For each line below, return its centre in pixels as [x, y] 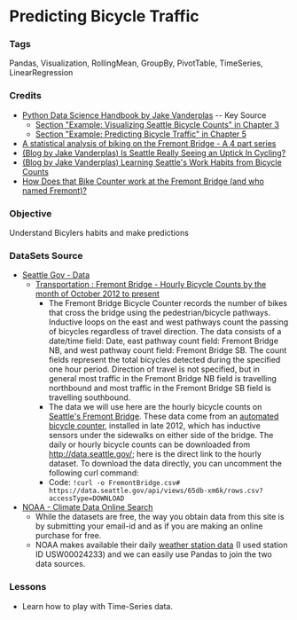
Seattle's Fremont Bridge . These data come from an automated [164, 416]
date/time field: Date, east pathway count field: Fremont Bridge [164, 341]
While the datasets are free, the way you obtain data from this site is [160, 517]
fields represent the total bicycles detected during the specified [164, 360]
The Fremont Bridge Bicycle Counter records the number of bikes [168, 303]
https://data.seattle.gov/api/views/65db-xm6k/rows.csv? [156, 491]
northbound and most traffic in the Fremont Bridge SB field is [160, 388]
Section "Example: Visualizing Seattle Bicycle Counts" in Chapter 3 [157, 124]
